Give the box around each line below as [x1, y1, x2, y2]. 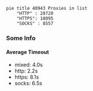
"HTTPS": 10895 [16, 16, 54, 21]
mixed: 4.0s [14, 61, 43, 68]
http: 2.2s [14, 67, 38, 75]
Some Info [6, 34, 36, 42]
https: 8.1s [14, 74, 39, 81]
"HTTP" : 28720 [16, 10, 54, 16]
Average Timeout [6, 48, 49, 55]
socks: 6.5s [14, 80, 43, 87]
